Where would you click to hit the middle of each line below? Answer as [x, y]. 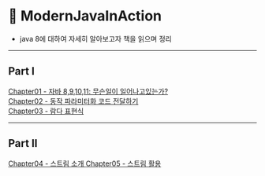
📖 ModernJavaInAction [85, 16]
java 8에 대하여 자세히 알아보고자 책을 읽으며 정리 [95, 38]
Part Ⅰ [22, 71]
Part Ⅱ [23, 143]
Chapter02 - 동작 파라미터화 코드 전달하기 [73, 101]
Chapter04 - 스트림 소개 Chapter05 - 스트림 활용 [85, 163]
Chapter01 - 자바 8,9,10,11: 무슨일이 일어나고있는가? [88, 91]
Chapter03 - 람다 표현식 [46, 111]
